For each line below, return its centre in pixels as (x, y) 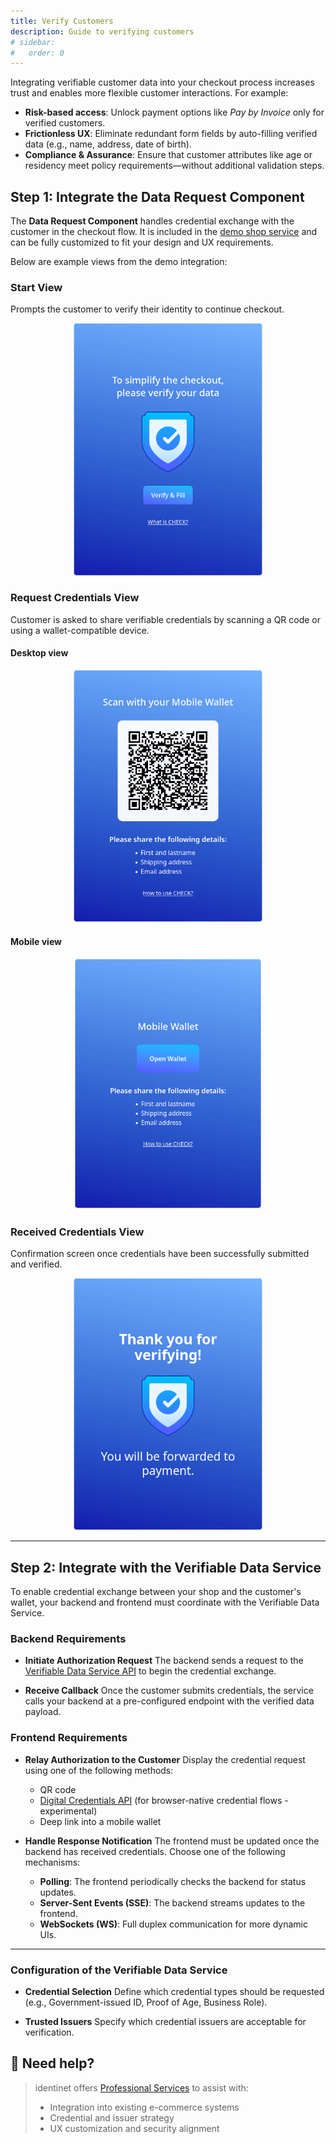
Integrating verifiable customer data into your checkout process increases (162, 82)
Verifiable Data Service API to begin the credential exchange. (150, 1671)
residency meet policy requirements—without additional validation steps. (174, 166)
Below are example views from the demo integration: (119, 262)
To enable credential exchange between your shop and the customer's (156, 1592)
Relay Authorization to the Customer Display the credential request (165, 1759)
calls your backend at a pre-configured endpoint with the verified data (169, 1701)
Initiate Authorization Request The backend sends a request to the (164, 1661)
